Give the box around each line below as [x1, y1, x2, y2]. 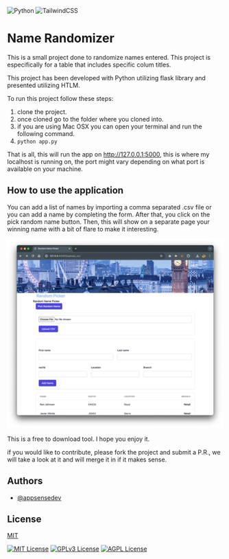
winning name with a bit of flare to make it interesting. [7, 225, 159, 233]
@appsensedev [16, 493, 62, 501]
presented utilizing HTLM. [7, 81, 80, 89]
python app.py [16, 138, 58, 145]
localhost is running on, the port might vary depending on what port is [7, 157, 205, 166]
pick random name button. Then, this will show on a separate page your [7, 217, 210, 226]
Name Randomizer [7, 31, 114, 46]
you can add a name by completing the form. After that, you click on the [7, 210, 210, 218]
